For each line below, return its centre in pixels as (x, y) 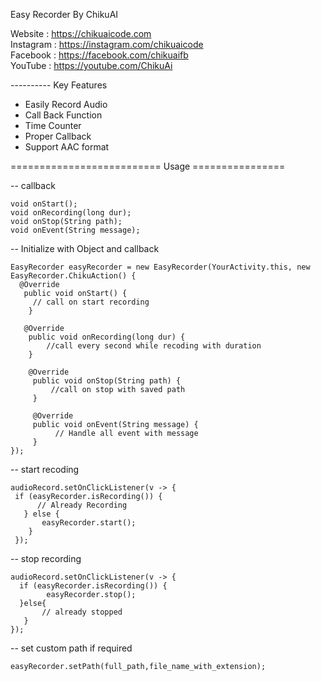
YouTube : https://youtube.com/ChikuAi (91, 65)
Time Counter (53, 125)
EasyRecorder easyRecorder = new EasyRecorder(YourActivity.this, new (160, 267)
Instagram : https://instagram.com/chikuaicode (107, 44)
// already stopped (82, 612)
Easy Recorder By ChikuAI (64, 14)
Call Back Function (63, 115)
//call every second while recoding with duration (154, 346)
